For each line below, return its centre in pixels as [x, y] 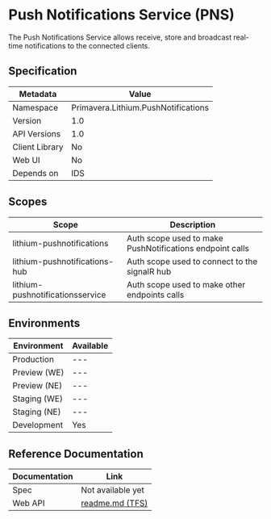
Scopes [28, 202]
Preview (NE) [38, 386]
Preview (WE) [38, 373]
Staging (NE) [37, 412]
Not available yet [113, 490]
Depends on [35, 173]
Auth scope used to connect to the [192, 262]
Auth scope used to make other [186, 284]
